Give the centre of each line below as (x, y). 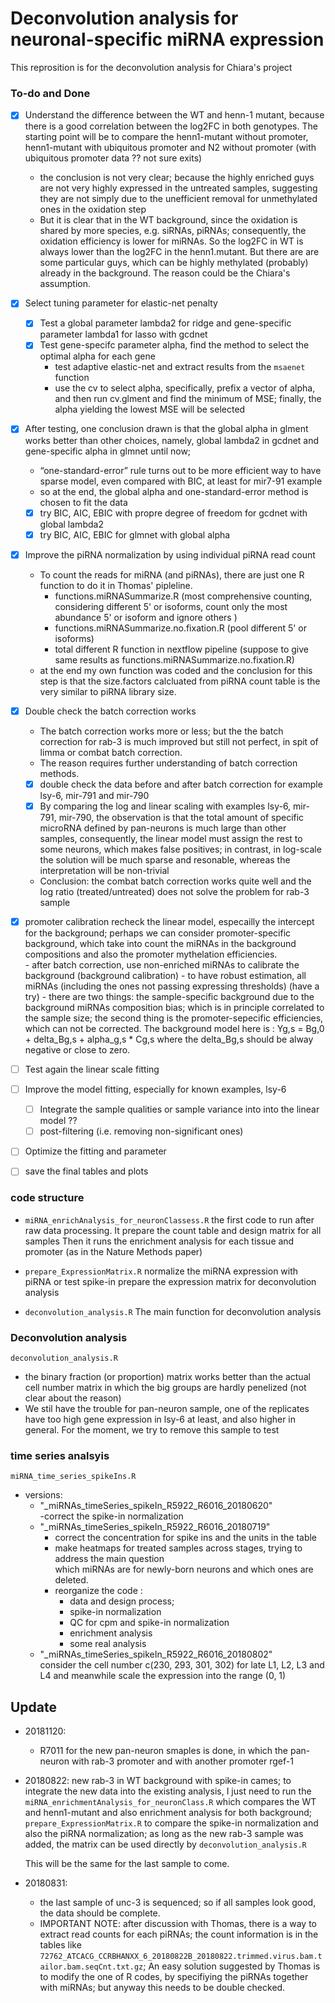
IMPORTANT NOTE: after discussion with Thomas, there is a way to (178, 1924)
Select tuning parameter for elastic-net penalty (121, 303)
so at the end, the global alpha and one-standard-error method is (174, 491)
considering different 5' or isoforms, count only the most (171, 606)
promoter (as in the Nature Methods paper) (113, 1251)
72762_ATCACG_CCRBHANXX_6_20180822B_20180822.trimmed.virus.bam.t (181, 1957)
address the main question (109, 1559)
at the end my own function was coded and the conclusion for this (176, 670)
